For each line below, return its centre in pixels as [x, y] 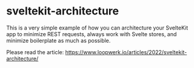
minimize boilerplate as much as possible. [59, 40]
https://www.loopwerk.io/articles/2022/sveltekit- [126, 52]
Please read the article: [35, 52]
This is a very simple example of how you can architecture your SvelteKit [97, 28]
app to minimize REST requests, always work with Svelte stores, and [92, 34]
